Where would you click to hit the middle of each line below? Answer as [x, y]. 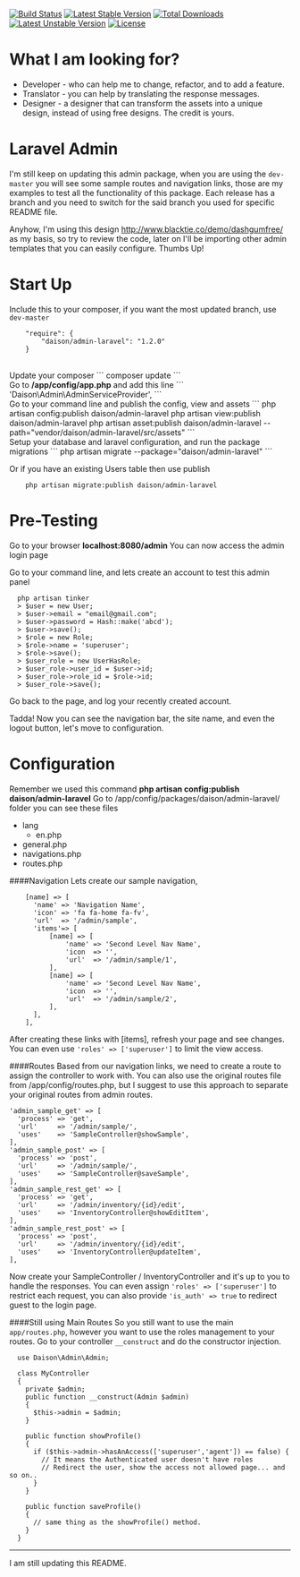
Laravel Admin [64, 149]
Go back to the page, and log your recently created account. [121, 701]
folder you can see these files [64, 808]
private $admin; [56, 1389]
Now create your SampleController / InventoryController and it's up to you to [150, 1276]
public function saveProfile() [83, 1506]
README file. [33, 211]
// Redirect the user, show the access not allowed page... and [163, 1467]
